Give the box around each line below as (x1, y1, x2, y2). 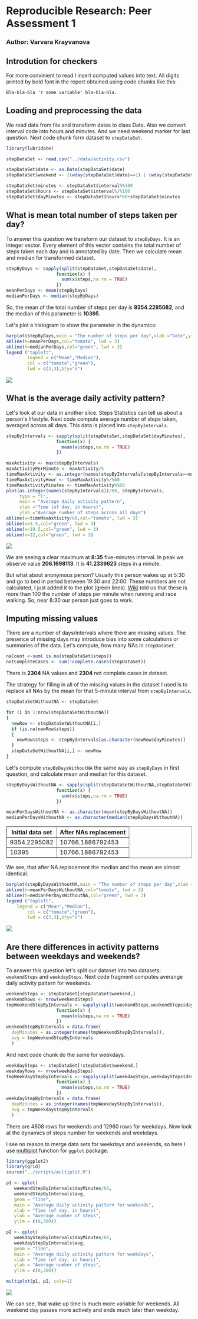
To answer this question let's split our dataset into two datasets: (6, 967, 161, 974)
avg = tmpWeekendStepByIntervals (11, 1035, 94, 1041)
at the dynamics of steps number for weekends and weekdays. (6, 1129, 159, 1136)
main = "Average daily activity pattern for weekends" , (14, 1202, 154, 1208)
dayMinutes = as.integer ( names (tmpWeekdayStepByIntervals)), (11, 1101, 165, 1107)
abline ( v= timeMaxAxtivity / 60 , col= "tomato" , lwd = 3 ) (6, 515, 138, 521)
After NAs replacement (60, 828, 126, 837)
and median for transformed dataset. (6, 254, 95, 261)
